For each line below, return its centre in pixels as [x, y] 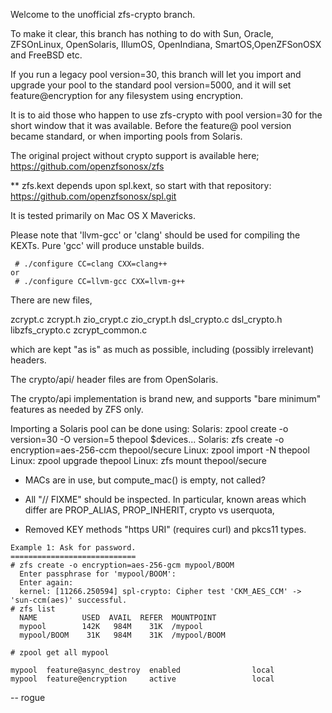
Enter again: [46, 583]
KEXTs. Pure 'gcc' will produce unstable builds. [107, 245]
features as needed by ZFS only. [77, 409]
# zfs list [33, 609]
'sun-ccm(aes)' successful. [69, 600]
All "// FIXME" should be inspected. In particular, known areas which [165, 499]
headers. [28, 360]
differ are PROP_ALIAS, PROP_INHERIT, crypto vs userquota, [149, 510]
